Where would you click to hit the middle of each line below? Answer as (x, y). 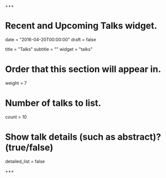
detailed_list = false (25, 161)
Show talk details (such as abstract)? (83, 137)
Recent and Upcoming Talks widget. (81, 26)
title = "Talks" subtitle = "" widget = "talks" (49, 49)
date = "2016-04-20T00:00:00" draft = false (51, 39)
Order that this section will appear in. (83, 69)
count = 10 (16, 117)
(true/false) (29, 148)
